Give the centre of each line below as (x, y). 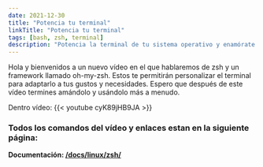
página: (23, 138)
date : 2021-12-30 (37, 15)
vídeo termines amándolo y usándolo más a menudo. (94, 92)
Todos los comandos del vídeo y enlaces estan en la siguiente (129, 128)
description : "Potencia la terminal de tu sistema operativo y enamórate (132, 45)
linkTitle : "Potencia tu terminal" (67, 30)
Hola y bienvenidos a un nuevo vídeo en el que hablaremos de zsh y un (124, 67)
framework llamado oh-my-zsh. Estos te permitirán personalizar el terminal (130, 76)
